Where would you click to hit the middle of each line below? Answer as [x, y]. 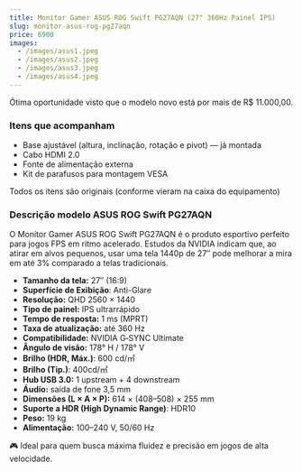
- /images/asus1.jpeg [58, 51]
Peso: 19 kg [44, 418]
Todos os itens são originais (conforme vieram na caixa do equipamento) [145, 191]
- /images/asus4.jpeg [58, 77]
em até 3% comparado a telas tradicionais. [89, 263]
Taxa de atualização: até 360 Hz [84, 328]
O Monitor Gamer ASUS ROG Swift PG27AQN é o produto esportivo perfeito [150, 235]
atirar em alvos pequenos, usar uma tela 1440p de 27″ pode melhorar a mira [151, 254]
